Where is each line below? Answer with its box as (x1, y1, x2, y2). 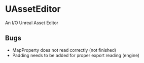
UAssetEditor (5, 3, 61, 15)
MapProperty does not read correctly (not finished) (12, 47, 117, 53)
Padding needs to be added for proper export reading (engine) (12, 52, 140, 58)
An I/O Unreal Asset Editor (5, 20, 59, 26)
